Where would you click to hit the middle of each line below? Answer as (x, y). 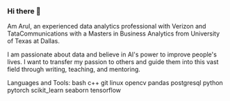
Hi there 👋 (24, 11)
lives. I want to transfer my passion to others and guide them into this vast (113, 62)
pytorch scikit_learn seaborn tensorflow (64, 91)
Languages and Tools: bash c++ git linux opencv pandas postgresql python (115, 83)
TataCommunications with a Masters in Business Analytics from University (114, 33)
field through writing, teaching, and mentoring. (74, 70)
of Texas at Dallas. (34, 41)
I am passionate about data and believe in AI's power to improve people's (112, 54)
